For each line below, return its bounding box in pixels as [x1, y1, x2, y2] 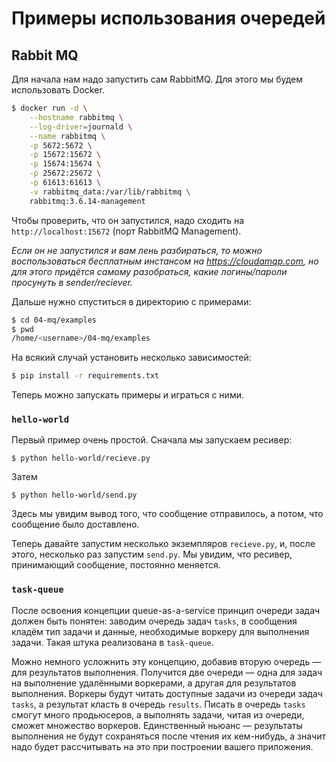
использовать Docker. [11, 84, 105, 96]
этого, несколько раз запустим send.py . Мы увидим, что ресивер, [11, 548, 293, 561]
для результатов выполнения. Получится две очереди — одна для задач [11, 666, 323, 678]
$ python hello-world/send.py [11, 490, 138, 501]
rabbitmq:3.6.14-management [29, 196, 146, 206]
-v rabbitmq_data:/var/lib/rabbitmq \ [29, 187, 191, 197]
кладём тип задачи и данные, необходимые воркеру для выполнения [11, 625, 310, 637]
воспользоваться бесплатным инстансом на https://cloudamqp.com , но [11, 255, 319, 267]
